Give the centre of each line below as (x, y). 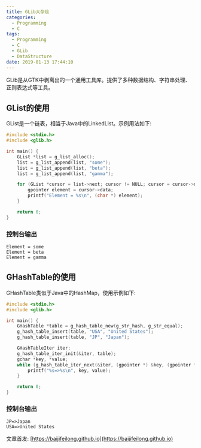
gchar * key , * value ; (42, 359)
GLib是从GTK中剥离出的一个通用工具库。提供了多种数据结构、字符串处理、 (98, 80)
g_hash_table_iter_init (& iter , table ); (67, 354)
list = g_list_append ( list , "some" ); (64, 163)
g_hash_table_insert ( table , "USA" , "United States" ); (85, 332)
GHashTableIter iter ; (44, 348)
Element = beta (25, 252)
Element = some (25, 246)
